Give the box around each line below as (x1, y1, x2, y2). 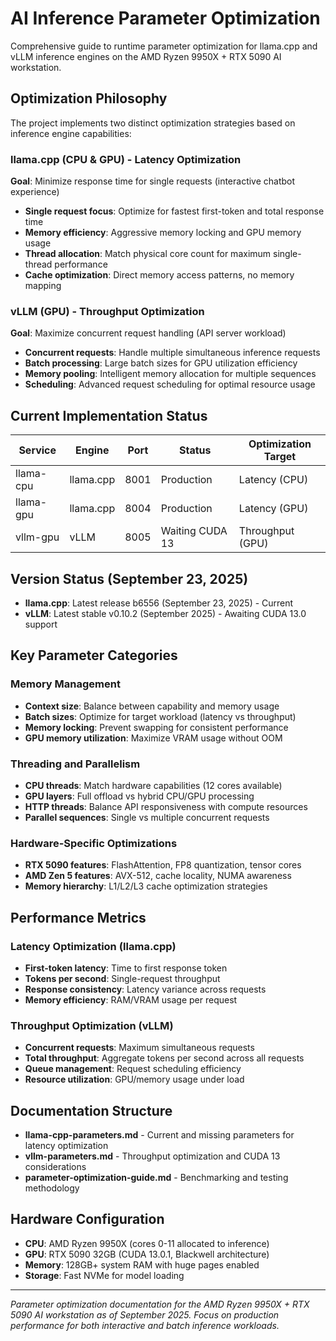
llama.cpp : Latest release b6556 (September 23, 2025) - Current (24, 597, 294, 609)
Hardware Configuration (10, 1211, 165, 1228)
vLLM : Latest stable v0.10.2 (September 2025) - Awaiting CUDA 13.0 (24, 607, 307, 619)
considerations (24, 1161, 87, 1173)
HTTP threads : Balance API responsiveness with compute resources (24, 800, 308, 812)
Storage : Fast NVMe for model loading (24, 1269, 185, 1281)
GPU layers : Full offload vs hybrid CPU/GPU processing (24, 790, 255, 802)
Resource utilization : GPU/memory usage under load (24, 1073, 245, 1086)
